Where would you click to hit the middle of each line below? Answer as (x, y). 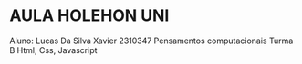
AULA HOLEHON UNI (89, 16)
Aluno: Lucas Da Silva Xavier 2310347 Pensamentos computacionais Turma (151, 41)
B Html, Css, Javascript (53, 50)
